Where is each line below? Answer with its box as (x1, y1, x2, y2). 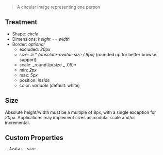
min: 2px (19, 67, 37, 73)
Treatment (5, 18, 37, 26)
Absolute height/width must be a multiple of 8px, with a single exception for (5, 109, 156, 115)
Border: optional (12, 41, 45, 47)
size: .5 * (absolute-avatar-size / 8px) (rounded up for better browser (19, 51, 158, 57)
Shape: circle (12, 31, 39, 37)
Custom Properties (5, 134, 64, 142)
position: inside (19, 77, 50, 83)
